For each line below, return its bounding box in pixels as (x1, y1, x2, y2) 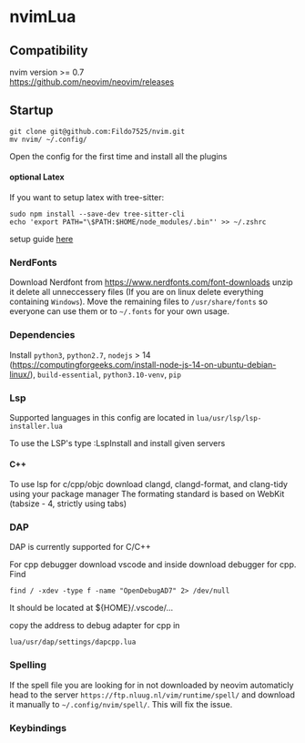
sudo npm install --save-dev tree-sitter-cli (9, 209, 185, 219)
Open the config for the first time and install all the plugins (9, 150, 228, 161)
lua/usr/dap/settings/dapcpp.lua (9, 637, 137, 647)
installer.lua (9, 422, 64, 431)
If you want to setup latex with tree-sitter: (9, 192, 165, 203)
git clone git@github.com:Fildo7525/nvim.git (9, 127, 185, 136)
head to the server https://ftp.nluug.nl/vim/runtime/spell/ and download (9, 689, 296, 700)
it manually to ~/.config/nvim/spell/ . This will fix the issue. (9, 698, 233, 709)
